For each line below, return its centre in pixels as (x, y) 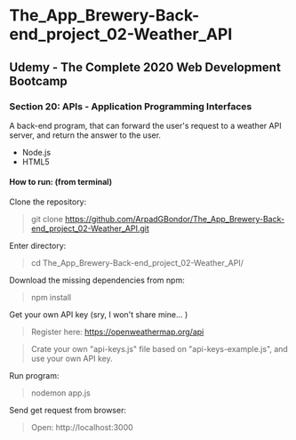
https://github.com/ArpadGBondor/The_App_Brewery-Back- (175, 220)
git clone (47, 220)
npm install (51, 298)
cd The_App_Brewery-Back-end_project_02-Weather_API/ (137, 263)
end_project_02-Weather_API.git (90, 228)
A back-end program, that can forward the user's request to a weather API (145, 125)
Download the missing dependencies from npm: (97, 280)
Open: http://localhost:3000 (82, 428)
